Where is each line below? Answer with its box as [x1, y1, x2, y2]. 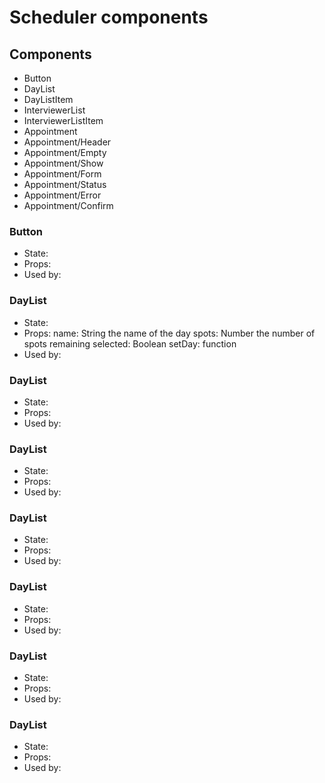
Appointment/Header [23, 136, 112, 148]
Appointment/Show [23, 157, 104, 169]
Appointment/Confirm [23, 200, 114, 211]
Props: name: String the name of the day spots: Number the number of [23, 327, 316, 339]
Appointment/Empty [23, 147, 107, 158]
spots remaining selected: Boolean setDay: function [23, 337, 237, 350]
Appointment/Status [23, 179, 107, 190]
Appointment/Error [23, 189, 102, 201]
